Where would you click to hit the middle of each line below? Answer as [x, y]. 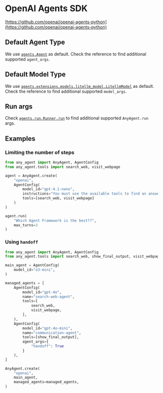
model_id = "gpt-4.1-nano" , [49, 189]
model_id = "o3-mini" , [34, 270]
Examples [20, 139]
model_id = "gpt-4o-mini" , [48, 328]
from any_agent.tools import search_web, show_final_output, [68, 257]
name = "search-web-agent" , [49, 296]
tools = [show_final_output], [51, 337]
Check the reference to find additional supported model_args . [66, 91]
